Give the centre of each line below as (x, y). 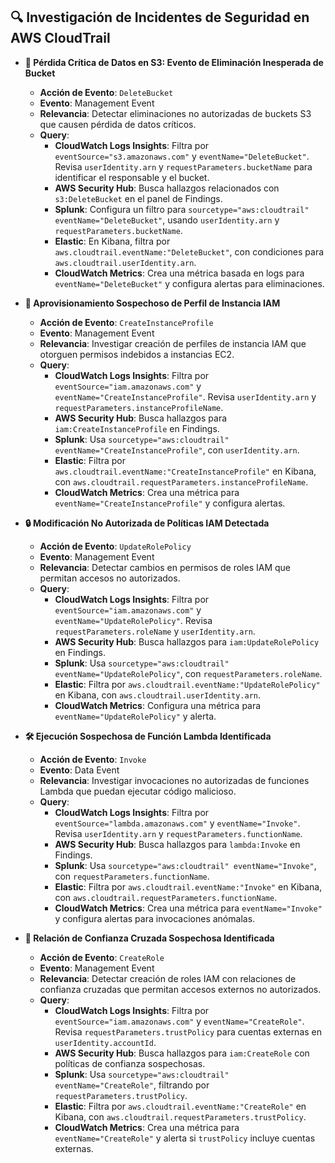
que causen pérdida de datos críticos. (118, 124)
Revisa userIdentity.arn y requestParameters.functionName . (178, 833)
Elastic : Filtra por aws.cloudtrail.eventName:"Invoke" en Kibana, (188, 886)
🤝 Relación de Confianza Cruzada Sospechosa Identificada (149, 938)
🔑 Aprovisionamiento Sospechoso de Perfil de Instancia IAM (152, 303)
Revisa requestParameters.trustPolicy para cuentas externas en (188, 1031)
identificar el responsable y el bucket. (132, 177)
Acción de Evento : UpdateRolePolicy (115, 546)
